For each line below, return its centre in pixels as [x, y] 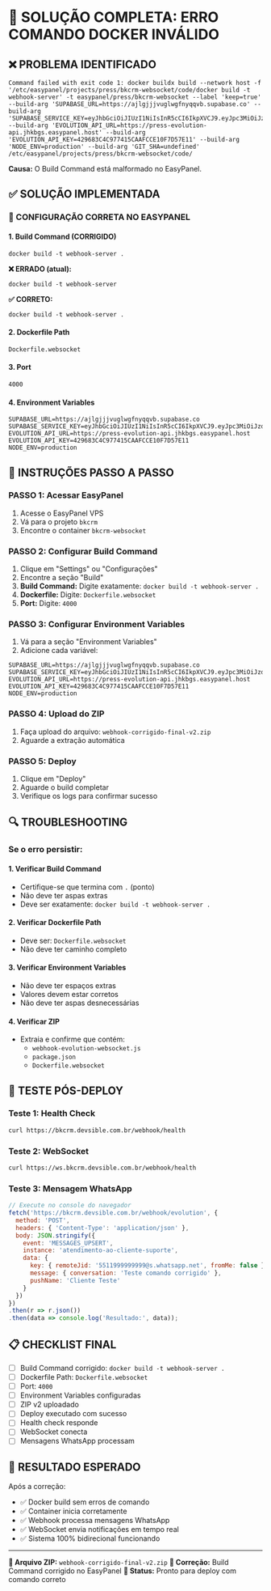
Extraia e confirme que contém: [72, 1039]
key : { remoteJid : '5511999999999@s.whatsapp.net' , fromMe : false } [147, 1266]
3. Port [20, 367]
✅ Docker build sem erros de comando [85, 1502]
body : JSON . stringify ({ [55, 1235]
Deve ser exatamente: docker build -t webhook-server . [115, 904]
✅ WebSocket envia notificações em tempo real [99, 1529]
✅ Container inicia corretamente [73, 1511]
